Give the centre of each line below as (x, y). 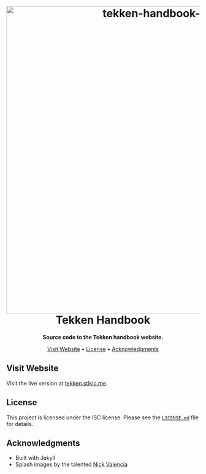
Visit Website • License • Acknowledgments (103, 349)
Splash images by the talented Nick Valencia (71, 464)
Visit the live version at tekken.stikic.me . (57, 383)
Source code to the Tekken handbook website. (103, 337)
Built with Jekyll (35, 458)
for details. (20, 424)
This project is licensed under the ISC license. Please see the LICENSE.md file (103, 417)
